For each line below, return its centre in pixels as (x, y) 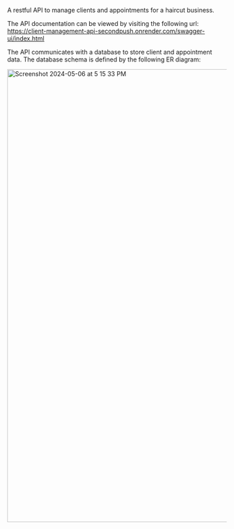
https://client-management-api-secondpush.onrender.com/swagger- (106, 31)
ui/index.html (26, 38)
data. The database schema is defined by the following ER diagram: (104, 59)
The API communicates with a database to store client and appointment (110, 52)
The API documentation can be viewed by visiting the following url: (103, 23)
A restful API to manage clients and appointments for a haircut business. (111, 10)
